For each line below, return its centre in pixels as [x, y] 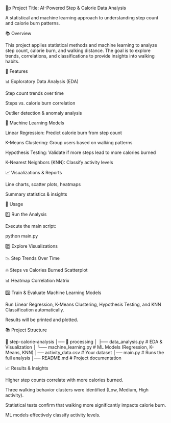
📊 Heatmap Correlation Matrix [38, 281]
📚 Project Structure [26, 330]
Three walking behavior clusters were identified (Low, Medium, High [77, 390]
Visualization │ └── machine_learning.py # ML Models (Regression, [77, 347]
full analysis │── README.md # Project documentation [63, 358]
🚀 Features [17, 71]
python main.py [22, 236]
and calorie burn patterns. [33, 23]
